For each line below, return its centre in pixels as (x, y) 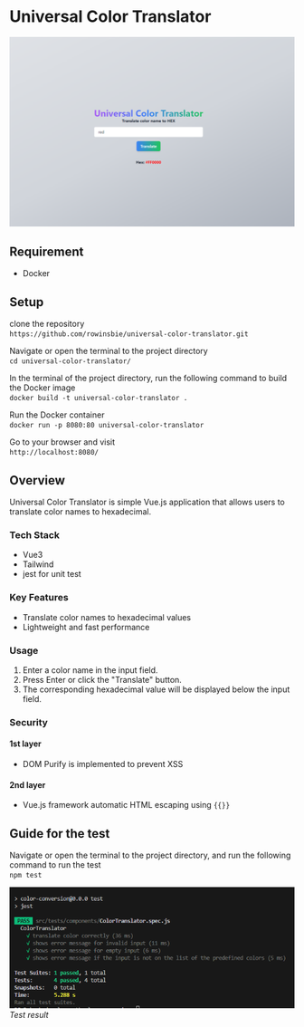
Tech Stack (35, 534)
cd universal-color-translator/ (70, 361)
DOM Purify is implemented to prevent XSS (103, 764)
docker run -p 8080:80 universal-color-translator (107, 426)
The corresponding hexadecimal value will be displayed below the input (156, 689)
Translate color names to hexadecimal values (107, 617)
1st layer (26, 744)
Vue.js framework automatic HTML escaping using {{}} (126, 805)
